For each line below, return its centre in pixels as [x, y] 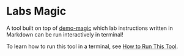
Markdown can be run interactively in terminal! [65, 34]
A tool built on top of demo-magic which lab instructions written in [90, 28]
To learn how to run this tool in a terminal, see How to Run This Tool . [92, 46]
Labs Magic [36, 11]
